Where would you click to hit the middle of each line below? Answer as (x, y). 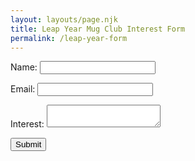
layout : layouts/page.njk (64, 19)
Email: (23, 89)
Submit (28, 144)
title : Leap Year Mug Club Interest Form (98, 29)
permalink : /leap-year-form (69, 38)
